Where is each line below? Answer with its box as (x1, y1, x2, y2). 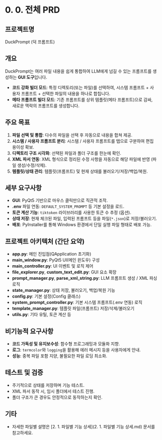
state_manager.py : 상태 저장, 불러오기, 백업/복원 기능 (12, 288, 116, 293)
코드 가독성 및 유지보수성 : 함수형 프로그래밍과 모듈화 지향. (12, 341, 120, 347)
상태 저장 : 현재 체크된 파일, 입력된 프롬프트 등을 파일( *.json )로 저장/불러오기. (12, 216, 157, 222)
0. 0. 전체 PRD (5, 4, 60, 15)
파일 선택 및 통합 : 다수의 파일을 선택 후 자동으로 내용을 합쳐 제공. (12, 132, 133, 138)
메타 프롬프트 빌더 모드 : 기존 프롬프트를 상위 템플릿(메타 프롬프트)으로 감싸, (12, 96, 153, 102)
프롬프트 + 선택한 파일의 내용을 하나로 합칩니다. (21, 91, 111, 96)
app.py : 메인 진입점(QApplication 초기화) (12, 251, 91, 257)
